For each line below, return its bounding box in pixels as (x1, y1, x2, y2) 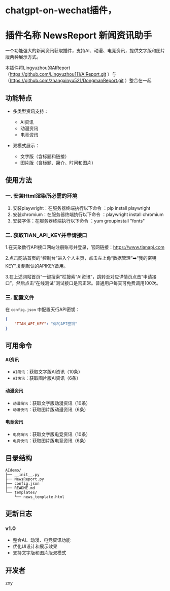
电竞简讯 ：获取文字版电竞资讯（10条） (12, 431, 90, 437)
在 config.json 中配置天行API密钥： (5, 306, 80, 313)
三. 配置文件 (5, 294, 35, 301)
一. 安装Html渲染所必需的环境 (5, 193, 78, 200)
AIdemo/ (5, 468, 22, 473)
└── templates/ (5, 490, 38, 495)
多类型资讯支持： (12, 108, 49, 114)
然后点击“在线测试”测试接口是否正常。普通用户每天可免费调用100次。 (16, 280, 161, 286)
